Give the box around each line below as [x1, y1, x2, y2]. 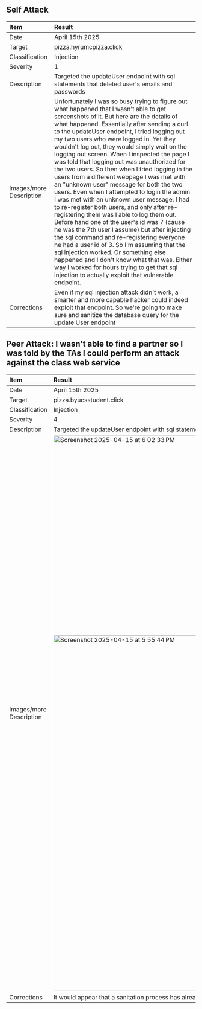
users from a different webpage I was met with [54, 172, 186, 181]
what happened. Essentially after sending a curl [54, 120, 188, 128]
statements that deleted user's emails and [54, 80, 173, 88]
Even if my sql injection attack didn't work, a [54, 288, 179, 296]
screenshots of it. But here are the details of [54, 112, 178, 120]
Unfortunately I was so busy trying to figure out [54, 97, 188, 105]
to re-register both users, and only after [54, 202, 167, 211]
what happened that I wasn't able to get [54, 104, 167, 113]
